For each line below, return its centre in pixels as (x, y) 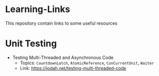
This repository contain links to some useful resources (61, 23)
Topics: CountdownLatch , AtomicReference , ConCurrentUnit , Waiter (87, 63)
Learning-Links (38, 9)
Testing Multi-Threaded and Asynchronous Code (63, 57)
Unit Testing (31, 44)
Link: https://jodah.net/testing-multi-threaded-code (73, 68)
